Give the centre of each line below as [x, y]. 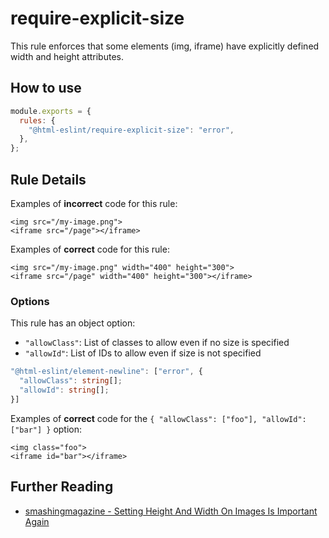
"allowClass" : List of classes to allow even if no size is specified [157, 343]
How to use [46, 88]
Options [30, 301]
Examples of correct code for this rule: [90, 249]
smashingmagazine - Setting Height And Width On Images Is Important [171, 511]
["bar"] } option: [46, 429]
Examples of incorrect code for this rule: [94, 203]
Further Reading [62, 487]
